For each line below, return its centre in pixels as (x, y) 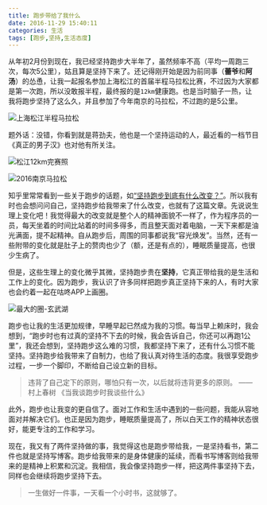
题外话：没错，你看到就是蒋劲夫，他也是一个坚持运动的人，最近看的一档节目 (133, 135)
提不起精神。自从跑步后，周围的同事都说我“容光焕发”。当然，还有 (143, 235)
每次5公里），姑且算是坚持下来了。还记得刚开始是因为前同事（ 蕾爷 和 (134, 72)
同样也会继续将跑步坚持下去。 (57, 476)
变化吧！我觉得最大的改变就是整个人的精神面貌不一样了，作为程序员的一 (140, 216)
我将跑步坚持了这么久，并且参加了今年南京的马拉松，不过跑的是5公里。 (125, 101)
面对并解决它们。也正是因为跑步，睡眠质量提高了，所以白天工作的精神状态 (130, 419)
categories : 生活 (36, 30)
